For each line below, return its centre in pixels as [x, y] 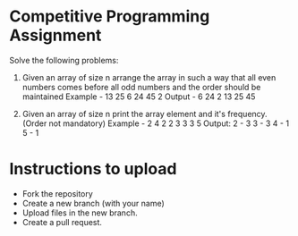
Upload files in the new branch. [80, 213]
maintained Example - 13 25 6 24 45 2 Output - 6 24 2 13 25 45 [139, 97]
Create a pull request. [62, 222]
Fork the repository [58, 193]
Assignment [55, 35]
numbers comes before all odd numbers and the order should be [141, 87]
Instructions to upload [93, 169]
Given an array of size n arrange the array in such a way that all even [149, 77]
